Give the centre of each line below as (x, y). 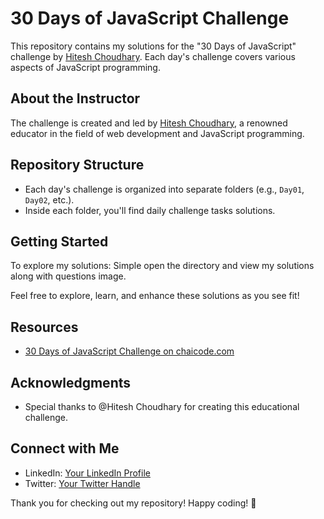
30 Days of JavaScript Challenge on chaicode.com (129, 351)
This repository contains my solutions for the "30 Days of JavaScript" (153, 46)
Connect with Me (65, 448)
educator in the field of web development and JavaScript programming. (157, 133)
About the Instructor (75, 98)
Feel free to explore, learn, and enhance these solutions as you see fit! (155, 296)
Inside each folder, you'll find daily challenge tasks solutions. (150, 210)
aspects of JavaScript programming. (85, 67)
